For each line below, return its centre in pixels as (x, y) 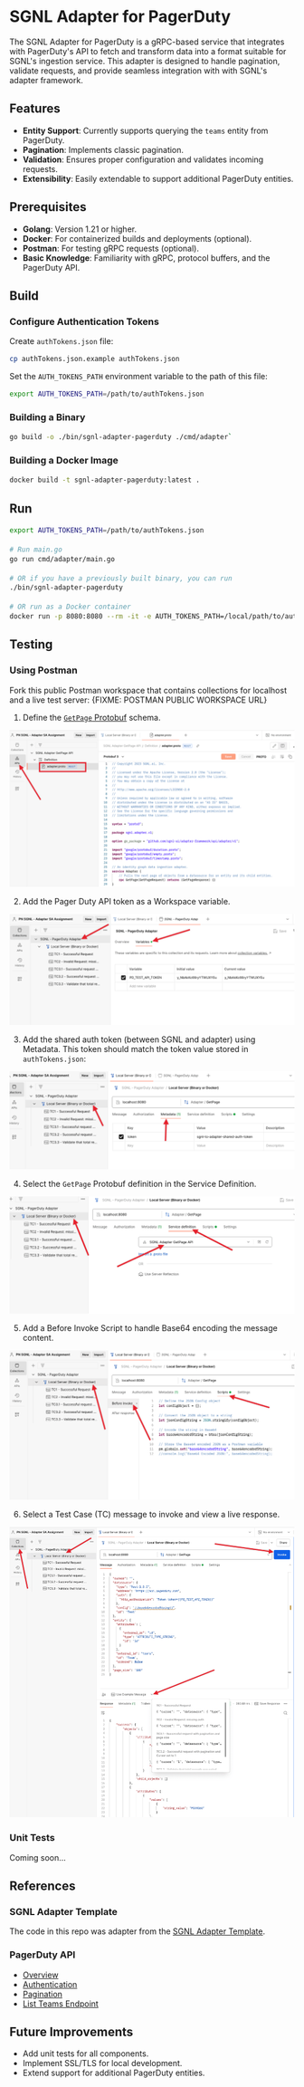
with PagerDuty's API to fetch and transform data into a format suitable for (148, 51)
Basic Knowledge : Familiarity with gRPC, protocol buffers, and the (146, 258)
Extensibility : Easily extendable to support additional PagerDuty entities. (158, 178)
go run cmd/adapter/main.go (62, 559)
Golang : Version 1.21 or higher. (80, 229)
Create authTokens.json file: (62, 341)
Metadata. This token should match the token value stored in (135, 1049)
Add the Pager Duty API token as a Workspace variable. (126, 902)
